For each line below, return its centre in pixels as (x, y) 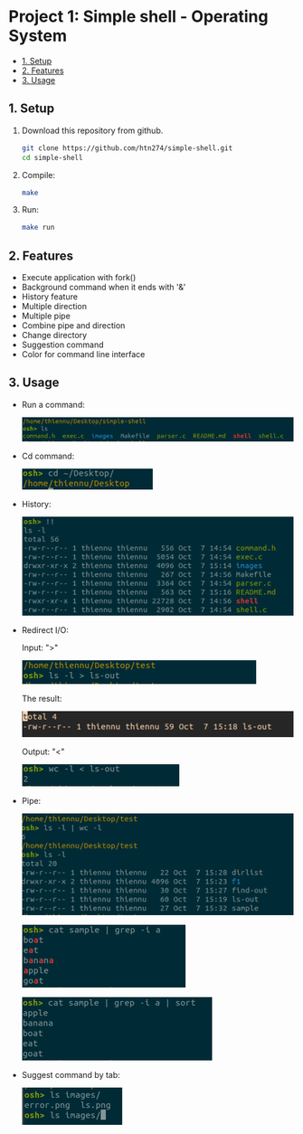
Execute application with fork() (79, 278)
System (38, 36)
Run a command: (53, 404)
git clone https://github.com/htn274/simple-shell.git (127, 148)
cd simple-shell (52, 157)
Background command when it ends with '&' (104, 288)
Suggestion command (62, 345)
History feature (50, 297)
